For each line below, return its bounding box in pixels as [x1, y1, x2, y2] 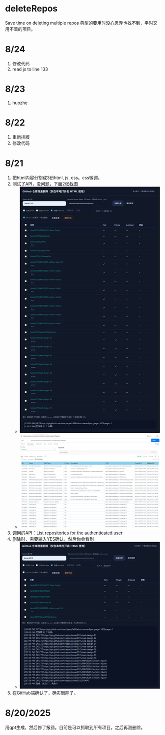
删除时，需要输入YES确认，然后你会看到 [12, 536, 94, 542]
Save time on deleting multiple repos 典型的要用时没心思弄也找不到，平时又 [5, 20, 158, 26]
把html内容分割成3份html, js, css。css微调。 [12, 175, 102, 181]
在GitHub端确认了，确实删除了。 [12, 690, 79, 696]
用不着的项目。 [5, 26, 35, 32]
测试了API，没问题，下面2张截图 [12, 181, 78, 186]
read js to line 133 [12, 66, 48, 72]
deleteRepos [5, 3, 58, 14]
